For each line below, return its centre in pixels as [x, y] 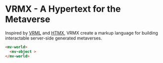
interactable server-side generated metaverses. [54, 38]
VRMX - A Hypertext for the [63, 9]
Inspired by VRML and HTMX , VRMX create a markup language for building [81, 33]
